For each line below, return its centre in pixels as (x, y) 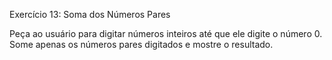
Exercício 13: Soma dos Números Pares (90, 14)
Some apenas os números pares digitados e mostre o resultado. (141, 44)
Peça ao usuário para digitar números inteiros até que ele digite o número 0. (166, 33)
